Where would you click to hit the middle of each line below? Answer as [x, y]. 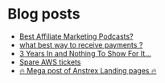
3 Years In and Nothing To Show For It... [85, 53]
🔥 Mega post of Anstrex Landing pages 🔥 [88, 70]
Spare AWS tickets [50, 62]
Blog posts [44, 14]
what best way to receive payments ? [81, 44]
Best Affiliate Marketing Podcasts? [76, 36]
